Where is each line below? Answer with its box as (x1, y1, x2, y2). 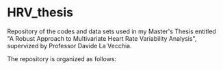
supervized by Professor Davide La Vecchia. (7, 41, 132, 50)
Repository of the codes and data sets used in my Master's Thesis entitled (7, 27, 217, 35)
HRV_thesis (7, 5, 74, 20)
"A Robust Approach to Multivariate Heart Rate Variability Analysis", (7, 34, 197, 42)
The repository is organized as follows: (7, 54, 117, 63)
